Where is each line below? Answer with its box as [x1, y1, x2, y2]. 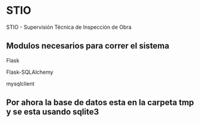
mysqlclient [6, 80, 35, 87]
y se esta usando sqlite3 [6, 107, 99, 117]
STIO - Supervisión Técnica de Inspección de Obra [6, 23, 132, 31]
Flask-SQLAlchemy [6, 68, 54, 76]
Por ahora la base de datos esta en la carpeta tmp [6, 97, 195, 108]
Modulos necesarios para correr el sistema [6, 41, 169, 51]
